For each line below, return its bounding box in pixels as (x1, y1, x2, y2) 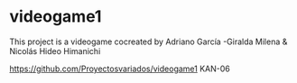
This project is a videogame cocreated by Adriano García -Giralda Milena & (9, 36, 288, 47)
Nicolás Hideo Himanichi (9, 45, 101, 56)
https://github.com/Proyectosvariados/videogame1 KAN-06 (9, 63, 230, 74)
